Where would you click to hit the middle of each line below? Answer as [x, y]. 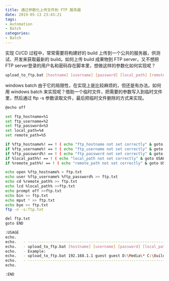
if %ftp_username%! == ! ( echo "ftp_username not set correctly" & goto [84, 149]
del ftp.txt [18, 219]
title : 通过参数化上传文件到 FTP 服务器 [43, 10]
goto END [14, 224]
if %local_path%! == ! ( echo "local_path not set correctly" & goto [80, 158]
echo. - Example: [26, 251]
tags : [11, 19]
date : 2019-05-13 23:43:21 [33, 15]
